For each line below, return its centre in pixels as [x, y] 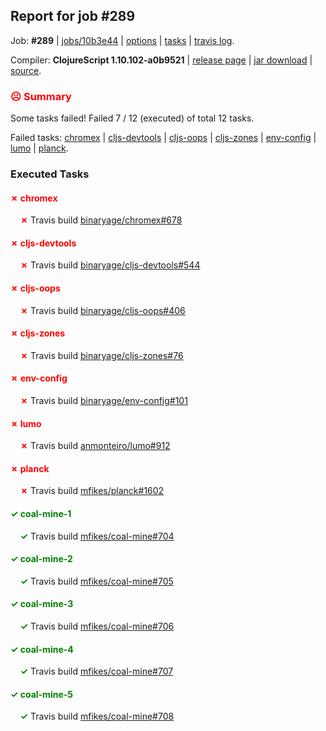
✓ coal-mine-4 [42, 649]
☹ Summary [41, 96]
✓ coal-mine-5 [41, 694]
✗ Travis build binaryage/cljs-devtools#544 [110, 265]
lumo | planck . [39, 148]
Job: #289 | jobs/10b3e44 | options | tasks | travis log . [122, 40]
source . [26, 70]
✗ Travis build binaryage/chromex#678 [101, 220]
